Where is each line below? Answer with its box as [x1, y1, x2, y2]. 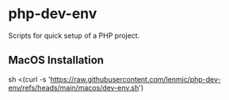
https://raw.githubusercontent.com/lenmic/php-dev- [50, 74, 221, 83]
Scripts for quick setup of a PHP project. [8, 31, 140, 40]
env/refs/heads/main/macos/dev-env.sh [8, 83, 139, 92]
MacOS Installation [8, 54, 105, 67]
